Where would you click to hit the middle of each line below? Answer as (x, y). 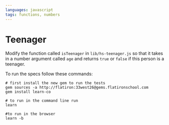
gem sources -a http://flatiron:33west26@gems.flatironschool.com (77, 88)
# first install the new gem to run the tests (55, 83)
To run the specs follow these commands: (49, 74)
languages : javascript (29, 10)
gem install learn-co (28, 92)
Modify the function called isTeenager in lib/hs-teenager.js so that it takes (84, 53)
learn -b (14, 118)
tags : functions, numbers (32, 15)
